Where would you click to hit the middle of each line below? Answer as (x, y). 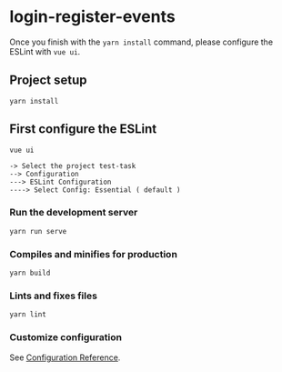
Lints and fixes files (54, 296)
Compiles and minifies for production (93, 254)
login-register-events (92, 17)
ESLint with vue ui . (45, 51)
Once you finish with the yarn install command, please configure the (141, 42)
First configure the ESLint (83, 129)
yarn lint (28, 315)
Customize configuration (66, 337)
